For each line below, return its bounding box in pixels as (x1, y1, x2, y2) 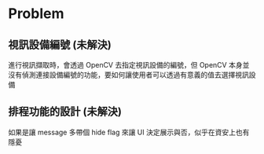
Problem (8, 5, 64, 23)
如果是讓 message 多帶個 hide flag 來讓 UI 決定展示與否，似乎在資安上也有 (8, 127, 250, 137)
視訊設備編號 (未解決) (8, 38, 112, 51)
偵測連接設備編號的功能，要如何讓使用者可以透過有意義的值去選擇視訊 (21, 70, 249, 79)
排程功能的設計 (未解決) (8, 105, 122, 119)
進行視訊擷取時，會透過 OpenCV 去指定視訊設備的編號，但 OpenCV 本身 (8, 60, 243, 69)
